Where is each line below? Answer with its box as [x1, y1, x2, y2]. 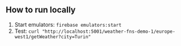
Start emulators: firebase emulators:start [14, 21, 122, 28]
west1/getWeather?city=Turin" [14, 33, 92, 40]
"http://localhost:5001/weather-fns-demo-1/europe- [41, 28, 176, 34]
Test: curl [14, 27, 40, 34]
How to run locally [5, 5, 76, 15]
